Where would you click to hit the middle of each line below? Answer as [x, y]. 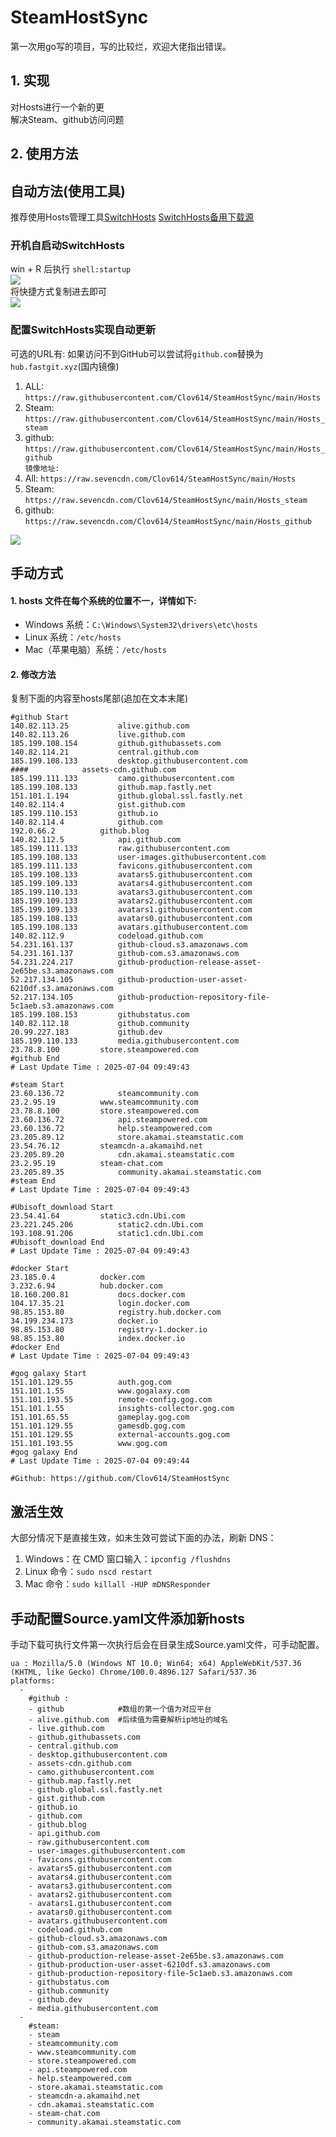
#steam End [33, 1181]
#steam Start [37, 1085]
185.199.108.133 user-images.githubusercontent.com [138, 857]
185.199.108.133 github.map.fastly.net [111, 787]
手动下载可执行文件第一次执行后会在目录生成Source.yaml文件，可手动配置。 [167, 1644]
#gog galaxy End [44, 1452]
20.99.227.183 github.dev [86, 1032]
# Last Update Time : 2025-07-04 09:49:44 [100, 1461]
